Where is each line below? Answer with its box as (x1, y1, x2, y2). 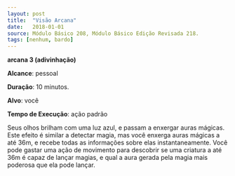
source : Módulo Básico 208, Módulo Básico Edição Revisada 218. (7, 29, 199, 37)
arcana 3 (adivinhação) (7, 55, 76, 64)
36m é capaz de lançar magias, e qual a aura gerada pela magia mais (7, 154, 208, 162)
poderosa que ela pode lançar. (7, 161, 96, 169)
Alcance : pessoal (7, 69, 58, 78)
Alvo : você (7, 96, 39, 105)
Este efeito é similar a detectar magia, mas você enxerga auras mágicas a (7, 131, 220, 140)
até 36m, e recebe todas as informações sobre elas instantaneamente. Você (7, 138, 228, 147)
